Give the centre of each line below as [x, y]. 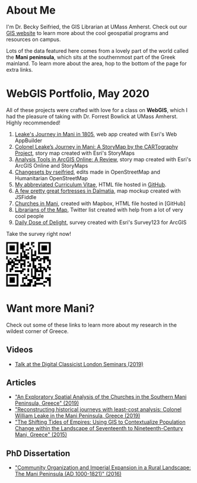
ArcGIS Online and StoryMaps [51, 165]
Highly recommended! [33, 123]
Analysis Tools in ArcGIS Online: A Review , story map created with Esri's [103, 159]
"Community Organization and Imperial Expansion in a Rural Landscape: [103, 468]
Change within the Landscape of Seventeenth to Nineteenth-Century [99, 428]
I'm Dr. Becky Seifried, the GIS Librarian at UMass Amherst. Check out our [97, 27]
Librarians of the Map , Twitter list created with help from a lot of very [99, 209]
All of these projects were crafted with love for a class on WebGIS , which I [97, 110]
